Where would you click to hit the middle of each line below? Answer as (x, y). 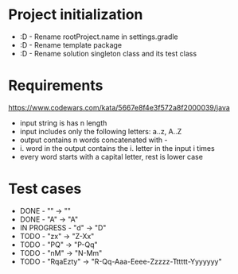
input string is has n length (63, 123)
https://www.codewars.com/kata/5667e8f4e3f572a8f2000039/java (119, 107)
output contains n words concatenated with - (94, 140)
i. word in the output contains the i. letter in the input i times (117, 148)
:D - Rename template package (70, 44)
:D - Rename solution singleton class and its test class (108, 53)
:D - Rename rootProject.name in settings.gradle (99, 37)
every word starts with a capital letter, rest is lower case (111, 156)
